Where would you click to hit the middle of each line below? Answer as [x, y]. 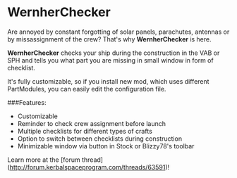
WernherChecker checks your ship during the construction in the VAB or [114, 53]
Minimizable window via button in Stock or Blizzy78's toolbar [106, 146]
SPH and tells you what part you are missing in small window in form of [110, 60]
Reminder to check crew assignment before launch [92, 123]
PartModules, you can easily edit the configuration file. [87, 89]
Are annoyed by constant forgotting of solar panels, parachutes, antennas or [119, 32]
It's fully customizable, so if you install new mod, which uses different [108, 81]
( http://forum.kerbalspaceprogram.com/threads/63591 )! [89, 167]
